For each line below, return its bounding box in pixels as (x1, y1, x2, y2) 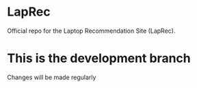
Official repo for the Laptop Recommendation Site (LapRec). (7, 27, 176, 35)
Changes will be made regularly (7, 73, 96, 81)
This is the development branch (7, 50, 191, 66)
